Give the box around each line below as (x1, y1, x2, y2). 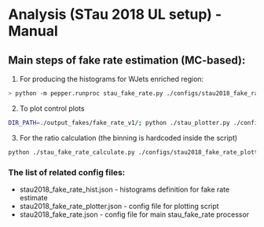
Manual (8, 22, 59, 40)
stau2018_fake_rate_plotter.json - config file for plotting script (19, 201, 219, 211)
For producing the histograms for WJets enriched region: (19, 75, 204, 83)
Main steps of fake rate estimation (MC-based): (8, 53, 246, 67)
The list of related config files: (8, 167, 126, 178)
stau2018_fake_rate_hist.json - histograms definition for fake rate (19, 185, 230, 194)
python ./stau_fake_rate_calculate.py (8, 148, 135, 156)
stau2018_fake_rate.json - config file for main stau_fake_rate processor (19, 210, 250, 219)
